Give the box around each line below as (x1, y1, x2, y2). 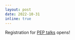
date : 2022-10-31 (5, 12, 40, 17)
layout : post (5, 7, 31, 12)
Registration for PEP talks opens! (5, 30, 70, 36)
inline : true (5, 16, 31, 21)
